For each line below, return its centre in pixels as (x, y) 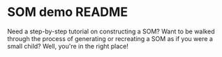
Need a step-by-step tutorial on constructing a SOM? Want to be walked (111, 31)
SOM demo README (67, 12)
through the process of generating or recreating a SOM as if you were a (110, 38)
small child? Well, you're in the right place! (68, 46)
